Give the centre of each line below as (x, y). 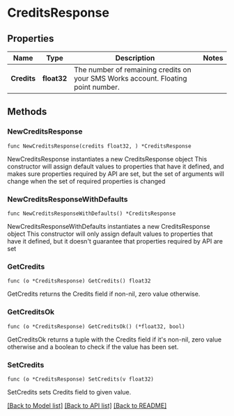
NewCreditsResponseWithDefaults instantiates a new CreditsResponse (109, 226)
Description (135, 58)
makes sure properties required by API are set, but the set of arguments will (116, 174)
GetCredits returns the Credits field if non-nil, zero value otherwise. (104, 294)
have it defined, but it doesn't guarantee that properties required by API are (115, 241)
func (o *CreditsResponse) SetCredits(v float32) (81, 379)
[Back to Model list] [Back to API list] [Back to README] (87, 406)
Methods (27, 112)
